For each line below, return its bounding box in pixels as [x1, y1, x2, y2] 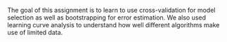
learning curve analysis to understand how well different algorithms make [7, 21, 220, 29]
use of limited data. [7, 28, 63, 36]
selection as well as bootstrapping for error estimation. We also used [7, 13, 206, 22]
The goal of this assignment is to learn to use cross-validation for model [7, 6, 216, 14]
